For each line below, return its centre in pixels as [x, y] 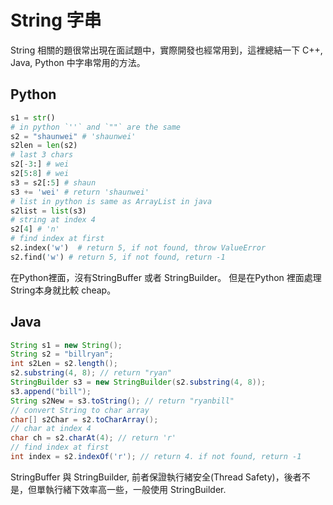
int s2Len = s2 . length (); [64, 364]
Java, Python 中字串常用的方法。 [78, 62]
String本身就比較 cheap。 [63, 290]
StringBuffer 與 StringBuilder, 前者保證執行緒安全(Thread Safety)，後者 [156, 477]
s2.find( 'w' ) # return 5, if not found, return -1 [118, 257]
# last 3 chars [42, 155]
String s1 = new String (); [66, 345]
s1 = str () [33, 117]
